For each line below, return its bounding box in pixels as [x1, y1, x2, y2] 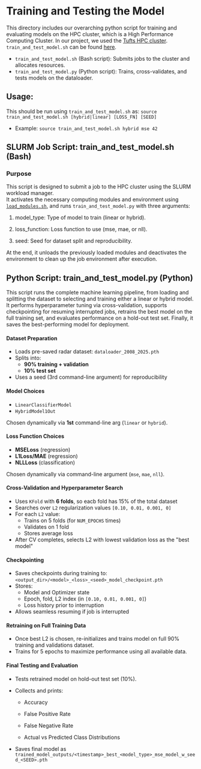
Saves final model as [14, 745, 67, 752]
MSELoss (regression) [14, 446, 71, 453]
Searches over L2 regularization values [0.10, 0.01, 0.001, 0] [14, 504, 172, 511]
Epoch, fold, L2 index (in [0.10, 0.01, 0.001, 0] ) [23, 595, 147, 603]
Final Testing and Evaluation [6, 662, 78, 669]
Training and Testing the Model [6, 4, 165, 18]
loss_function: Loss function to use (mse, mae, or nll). [14, 226, 148, 233]
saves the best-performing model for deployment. [6, 321, 130, 328]
